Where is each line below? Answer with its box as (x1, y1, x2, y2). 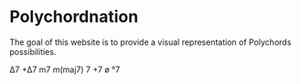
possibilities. (9, 46, 57, 57)
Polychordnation (9, 6, 139, 27)
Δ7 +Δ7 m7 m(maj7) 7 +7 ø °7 (9, 64, 121, 75)
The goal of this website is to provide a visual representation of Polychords (9, 37, 292, 47)
